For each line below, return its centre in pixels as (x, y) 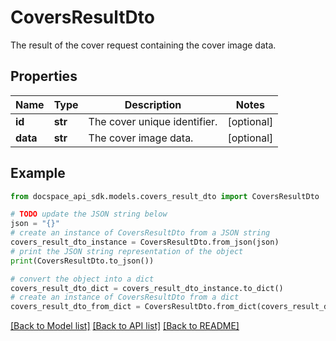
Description (153, 104)
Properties (44, 76)
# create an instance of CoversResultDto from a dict (125, 297)
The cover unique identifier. (153, 121)
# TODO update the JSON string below (89, 214)
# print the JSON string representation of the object (127, 251)
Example (38, 173)
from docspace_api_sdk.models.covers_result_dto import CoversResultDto (165, 196)
